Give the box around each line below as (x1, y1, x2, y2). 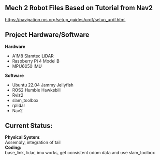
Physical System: (5, 134, 41, 140)
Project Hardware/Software (5, 31, 89, 39)
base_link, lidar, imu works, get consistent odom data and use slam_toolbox (5, 150, 155, 156)
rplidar (12, 102, 26, 108)
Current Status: (5, 122, 53, 130)
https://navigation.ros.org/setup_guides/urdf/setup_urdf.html (5, 16, 126, 22)
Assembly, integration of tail (5, 140, 61, 145)
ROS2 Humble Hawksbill (12, 87, 61, 93)
